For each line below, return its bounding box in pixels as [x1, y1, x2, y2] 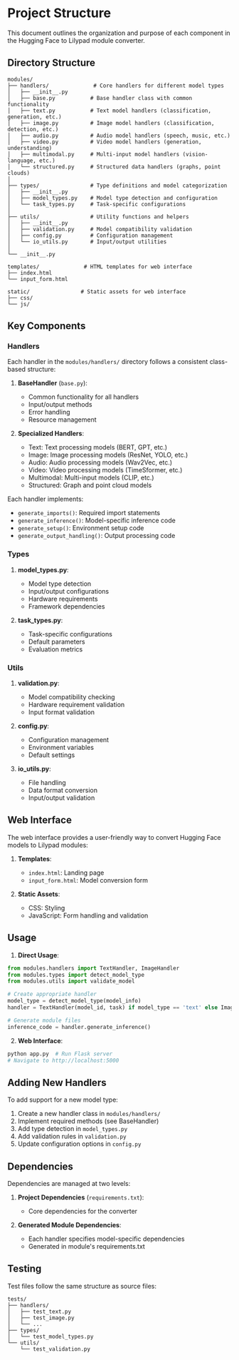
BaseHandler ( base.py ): [17, 379, 87, 387]
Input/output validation [28, 793, 95, 802]
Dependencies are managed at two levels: [7, 1179, 131, 1188]
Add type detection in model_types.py [17, 1125, 128, 1133]
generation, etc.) [7, 113, 62, 121]
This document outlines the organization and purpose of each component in [7, 29, 230, 37]
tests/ [7, 1295, 27, 1303]
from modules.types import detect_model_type [7, 971, 144, 978]
